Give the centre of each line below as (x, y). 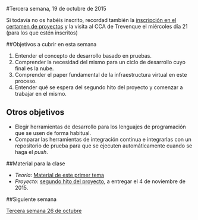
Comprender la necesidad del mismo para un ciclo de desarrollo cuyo (100, 62)
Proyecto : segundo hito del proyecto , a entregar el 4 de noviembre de (100, 181)
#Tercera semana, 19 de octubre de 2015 (56, 9)
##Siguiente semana (32, 199)
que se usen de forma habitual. (53, 133)
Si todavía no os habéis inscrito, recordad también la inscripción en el (91, 20)
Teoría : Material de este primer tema (59, 175)
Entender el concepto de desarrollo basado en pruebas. (83, 56)
